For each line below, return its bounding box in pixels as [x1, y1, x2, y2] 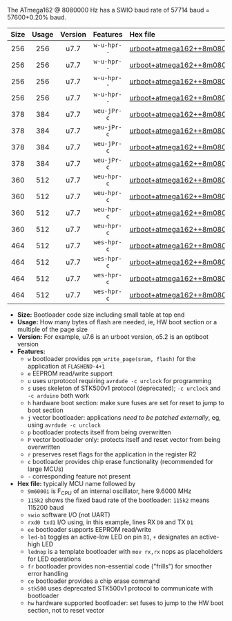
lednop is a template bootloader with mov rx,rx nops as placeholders [27, 547, 223, 555]
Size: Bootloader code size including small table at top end [17, 310, 185, 319]
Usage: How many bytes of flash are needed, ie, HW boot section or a [17, 318, 217, 326]
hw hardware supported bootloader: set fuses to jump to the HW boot [27, 598, 224, 607]
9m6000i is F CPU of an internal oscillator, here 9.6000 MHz [27, 487, 192, 497]
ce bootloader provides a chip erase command [27, 577, 160, 585]
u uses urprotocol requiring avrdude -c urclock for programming [27, 377, 212, 384]
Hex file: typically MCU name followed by [17, 480, 136, 488]
